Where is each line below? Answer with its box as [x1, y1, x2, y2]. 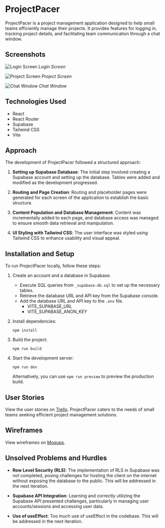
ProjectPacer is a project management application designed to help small [5, 20, 155, 26]
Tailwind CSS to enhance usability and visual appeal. [12, 235, 121, 241]
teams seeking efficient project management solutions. [5, 412, 118, 417]
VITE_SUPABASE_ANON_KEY [27, 309, 87, 315]
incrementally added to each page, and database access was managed [12, 215, 159, 221]
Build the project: [12, 337, 48, 343]
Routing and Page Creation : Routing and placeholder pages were [12, 189, 147, 195]
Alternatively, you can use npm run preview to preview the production [12, 373, 154, 379]
